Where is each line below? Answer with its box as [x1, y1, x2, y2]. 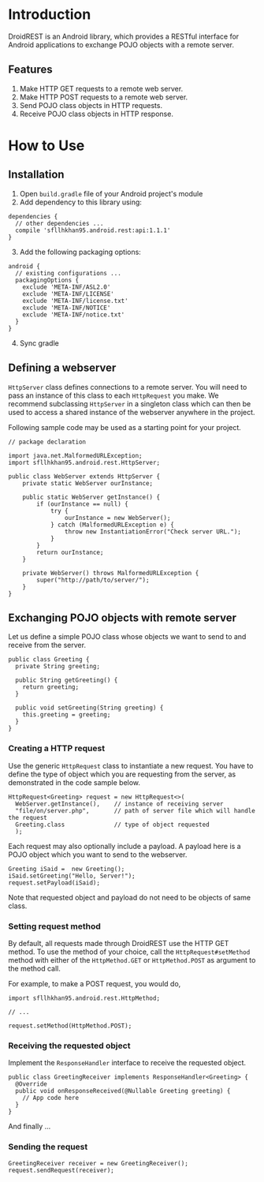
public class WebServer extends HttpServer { [8, 472, 160, 481]
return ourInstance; [36, 548, 104, 556]
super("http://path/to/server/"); [36, 576, 150, 584]
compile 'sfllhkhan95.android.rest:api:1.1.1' [15, 226, 171, 234]
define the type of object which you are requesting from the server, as [8, 769, 236, 779]
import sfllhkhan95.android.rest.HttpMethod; [8, 994, 160, 1002]
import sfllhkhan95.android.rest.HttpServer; [8, 458, 160, 466]
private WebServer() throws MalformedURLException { [22, 569, 199, 577]
